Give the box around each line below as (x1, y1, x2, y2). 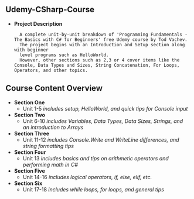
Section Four (13, 149, 46, 156)
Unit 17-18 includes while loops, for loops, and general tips (22, 186, 165, 193)
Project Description (13, 20, 63, 27)
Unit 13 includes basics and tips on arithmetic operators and (22, 155, 169, 162)
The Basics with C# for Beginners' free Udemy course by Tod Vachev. (13, 36, 188, 43)
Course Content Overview (5, 83, 103, 93)
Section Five (13, 167, 45, 174)
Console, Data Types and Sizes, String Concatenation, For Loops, (13, 62, 180, 68)
